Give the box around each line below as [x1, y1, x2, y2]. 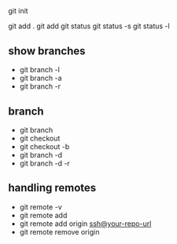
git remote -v [19, 202, 62, 211]
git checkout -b [19, 142, 70, 151]
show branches [8, 44, 86, 57]
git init [8, 6, 29, 16]
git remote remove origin [19, 227, 100, 236]
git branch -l [19, 65, 61, 75]
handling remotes [8, 181, 97, 195]
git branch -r [19, 82, 61, 91]
